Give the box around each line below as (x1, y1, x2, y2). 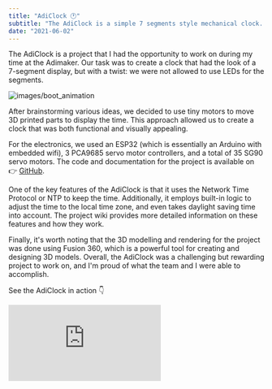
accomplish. (8, 270, 50, 279)
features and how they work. (8, 219, 105, 229)
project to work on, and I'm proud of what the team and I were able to (8, 261, 241, 270)
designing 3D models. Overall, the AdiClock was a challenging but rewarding (8, 253, 266, 262)
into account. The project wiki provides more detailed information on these (8, 210, 258, 220)
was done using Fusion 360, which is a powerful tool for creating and (8, 244, 240, 253)
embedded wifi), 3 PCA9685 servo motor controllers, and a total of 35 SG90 (8, 148, 264, 158)
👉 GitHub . (8, 166, 45, 175)
